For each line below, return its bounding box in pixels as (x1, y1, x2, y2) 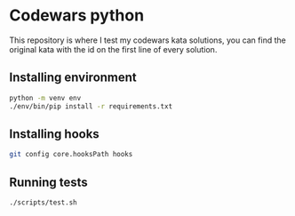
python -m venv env (9, 93, 82, 102)
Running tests (9, 174, 89, 189)
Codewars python (9, 5, 145, 26)
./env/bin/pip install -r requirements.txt (9, 101, 173, 111)
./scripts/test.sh (9, 198, 77, 207)
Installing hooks (9, 126, 100, 141)
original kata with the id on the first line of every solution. (9, 44, 218, 54)
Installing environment (9, 70, 138, 85)
